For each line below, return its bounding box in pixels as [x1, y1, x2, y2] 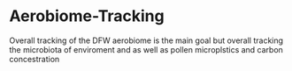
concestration [9, 53, 60, 64]
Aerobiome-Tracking [9, 6, 165, 26]
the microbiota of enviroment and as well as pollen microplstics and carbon [9, 44, 283, 54]
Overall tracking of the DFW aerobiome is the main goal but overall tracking [9, 35, 284, 46]
